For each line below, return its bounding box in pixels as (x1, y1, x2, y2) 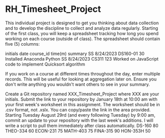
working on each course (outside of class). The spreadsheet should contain (5, 36, 161, 42)
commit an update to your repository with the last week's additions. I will (5, 117, 154, 123)
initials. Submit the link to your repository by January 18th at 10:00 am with (5, 96, 158, 102)
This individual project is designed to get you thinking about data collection (5, 20, 159, 26)
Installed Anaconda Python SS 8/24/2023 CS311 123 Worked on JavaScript (5, 56, 159, 62)
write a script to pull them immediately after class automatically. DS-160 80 (5, 123, 159, 129)
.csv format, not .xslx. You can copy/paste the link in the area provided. (5, 107, 151, 113)
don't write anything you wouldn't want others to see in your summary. (5, 81, 150, 87)
